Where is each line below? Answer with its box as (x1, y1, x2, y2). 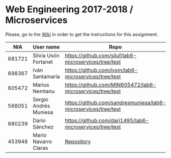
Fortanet (33, 58, 53, 65)
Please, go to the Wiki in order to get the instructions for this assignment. (5, 31, 159, 37)
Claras (33, 144, 48, 151)
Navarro (33, 138, 52, 145)
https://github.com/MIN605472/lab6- (65, 81, 156, 88)
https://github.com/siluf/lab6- (65, 52, 137, 59)
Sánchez (33, 123, 54, 130)
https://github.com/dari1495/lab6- (65, 117, 149, 124)
